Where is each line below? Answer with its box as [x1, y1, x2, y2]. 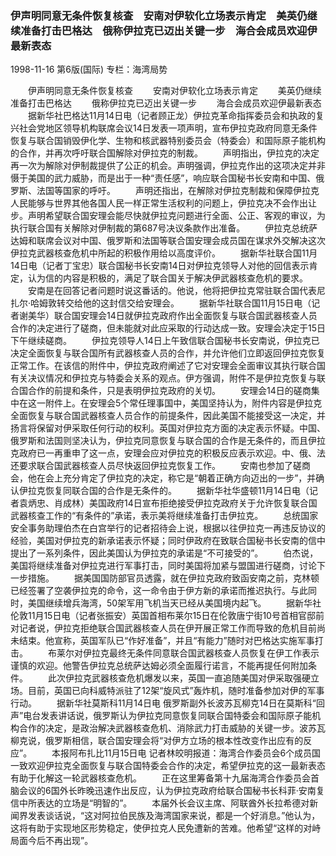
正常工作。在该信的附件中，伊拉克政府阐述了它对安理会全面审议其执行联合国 [10, 360, 326, 372]
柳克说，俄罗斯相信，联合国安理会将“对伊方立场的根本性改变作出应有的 [10, 735, 304, 747]
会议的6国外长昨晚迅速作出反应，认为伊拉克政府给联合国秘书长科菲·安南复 [18, 785, 325, 797]
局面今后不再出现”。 [10, 835, 94, 847]
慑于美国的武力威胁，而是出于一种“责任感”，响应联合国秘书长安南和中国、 [10, 172, 317, 184]
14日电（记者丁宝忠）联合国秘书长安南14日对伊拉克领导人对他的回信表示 [10, 260, 310, 272]
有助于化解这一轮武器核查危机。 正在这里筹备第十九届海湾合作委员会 [10, 772, 311, 784]
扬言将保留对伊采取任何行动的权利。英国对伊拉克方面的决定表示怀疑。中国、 [10, 422, 326, 434]
